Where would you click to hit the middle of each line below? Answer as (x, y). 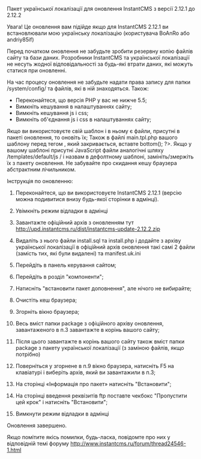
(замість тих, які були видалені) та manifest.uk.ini (78, 253)
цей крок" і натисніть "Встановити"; (61, 402)
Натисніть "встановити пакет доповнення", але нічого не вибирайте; (103, 288)
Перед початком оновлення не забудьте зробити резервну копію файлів (100, 51)
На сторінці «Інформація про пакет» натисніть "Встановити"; (93, 384)
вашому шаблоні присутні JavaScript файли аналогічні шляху (85, 150)
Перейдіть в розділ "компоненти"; (59, 277)
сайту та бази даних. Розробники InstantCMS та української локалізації (98, 58)
